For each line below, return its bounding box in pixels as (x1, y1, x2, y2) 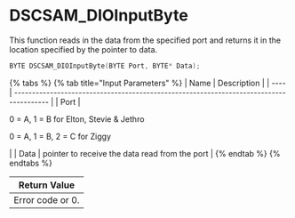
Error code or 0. (13, 193, 80, 206)
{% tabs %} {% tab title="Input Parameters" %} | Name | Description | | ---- (9, 77, 286, 88)
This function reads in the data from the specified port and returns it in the (9, 35, 282, 45)
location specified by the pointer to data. (9, 44, 158, 54)
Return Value (18, 179, 76, 191)
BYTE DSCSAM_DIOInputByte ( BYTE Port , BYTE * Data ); (9, 61, 201, 70)
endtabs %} (9, 157, 53, 168)
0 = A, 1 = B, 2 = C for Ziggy (9, 131, 112, 141)
